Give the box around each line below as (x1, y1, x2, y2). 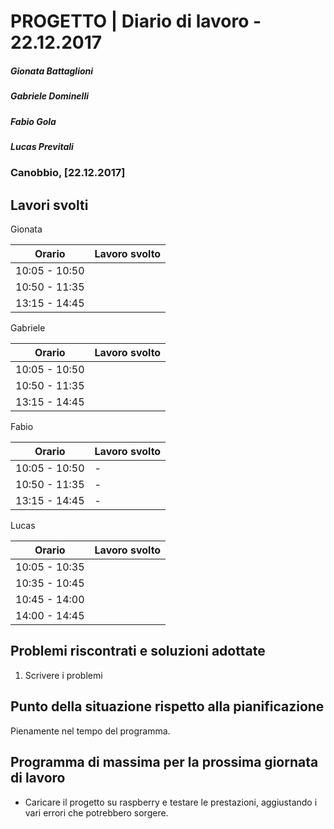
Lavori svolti (10, 196, 89, 214)
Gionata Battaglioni (10, 65, 94, 77)
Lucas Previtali (10, 140, 74, 152)
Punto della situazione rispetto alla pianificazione (10, 698, 325, 715)
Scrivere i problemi (24, 669, 103, 681)
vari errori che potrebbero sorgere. (24, 806, 169, 819)
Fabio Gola (10, 115, 57, 127)
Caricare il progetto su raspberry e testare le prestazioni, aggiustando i (24, 796, 318, 808)
